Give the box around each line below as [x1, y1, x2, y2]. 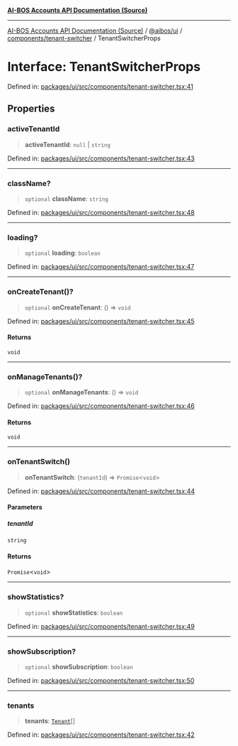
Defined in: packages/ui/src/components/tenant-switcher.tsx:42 [7, 730, 195, 739]
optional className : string [24, 194, 108, 203]
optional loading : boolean [24, 248, 101, 258]
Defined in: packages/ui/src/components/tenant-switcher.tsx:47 [7, 263, 195, 271]
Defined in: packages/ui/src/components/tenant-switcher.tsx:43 [7, 154, 195, 163]
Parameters [7, 503, 42, 512]
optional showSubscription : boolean [24, 662, 133, 671]
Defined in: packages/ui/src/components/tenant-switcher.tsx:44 [7, 486, 195, 495]
